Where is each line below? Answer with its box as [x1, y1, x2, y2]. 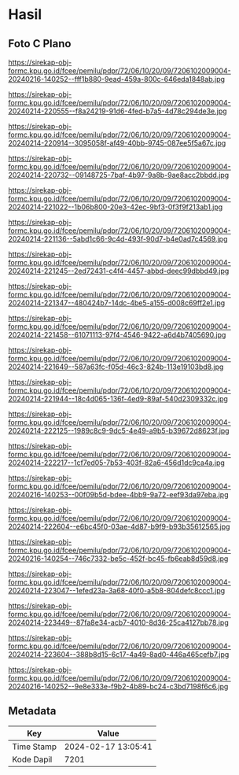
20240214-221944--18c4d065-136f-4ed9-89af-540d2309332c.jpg [8, 394, 228, 403]
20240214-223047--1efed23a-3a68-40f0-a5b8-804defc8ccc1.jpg [8, 586, 226, 595]
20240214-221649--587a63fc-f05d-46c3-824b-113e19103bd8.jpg [8, 362, 224, 371]
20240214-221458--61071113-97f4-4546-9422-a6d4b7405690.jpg [8, 330, 226, 339]
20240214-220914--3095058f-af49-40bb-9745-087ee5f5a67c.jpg [8, 138, 226, 147]
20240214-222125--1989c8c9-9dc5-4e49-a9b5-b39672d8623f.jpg [8, 426, 230, 435]
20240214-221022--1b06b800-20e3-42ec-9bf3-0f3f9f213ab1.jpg [8, 202, 223, 212]
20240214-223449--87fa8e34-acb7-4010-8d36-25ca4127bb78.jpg [8, 618, 230, 627]
